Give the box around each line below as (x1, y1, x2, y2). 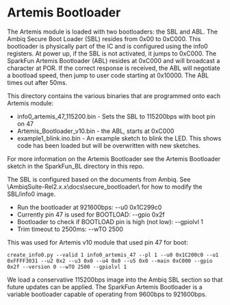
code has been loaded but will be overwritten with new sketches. (16, 141, 201, 149)
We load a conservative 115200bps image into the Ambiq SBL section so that (7, 276, 223, 284)
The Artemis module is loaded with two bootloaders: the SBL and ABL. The (7, 27, 218, 36)
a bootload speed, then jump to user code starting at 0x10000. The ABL (7, 71, 209, 80)
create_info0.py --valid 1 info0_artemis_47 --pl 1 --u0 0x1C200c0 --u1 (7, 252, 219, 258)
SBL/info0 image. (7, 190, 56, 198)
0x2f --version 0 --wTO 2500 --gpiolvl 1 (7, 263, 127, 270)
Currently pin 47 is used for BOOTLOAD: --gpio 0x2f (16, 210, 166, 219)
